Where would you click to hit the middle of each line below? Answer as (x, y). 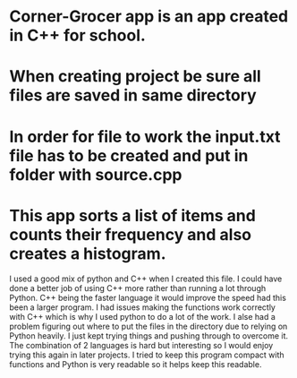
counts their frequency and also (131, 234)
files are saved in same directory (133, 95)
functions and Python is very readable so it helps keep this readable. (136, 364)
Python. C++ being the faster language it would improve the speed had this (148, 297)
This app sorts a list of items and (133, 215)
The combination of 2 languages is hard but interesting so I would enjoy (141, 345)
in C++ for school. (77, 35)
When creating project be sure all (135, 77)
